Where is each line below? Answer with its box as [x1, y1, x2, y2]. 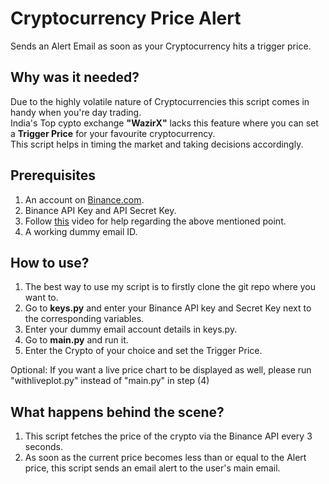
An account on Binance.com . [24, 193, 145, 206]
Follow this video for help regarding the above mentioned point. [24, 215, 287, 227]
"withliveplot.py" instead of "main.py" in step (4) [10, 375, 210, 387]
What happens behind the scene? [10, 403, 225, 421]
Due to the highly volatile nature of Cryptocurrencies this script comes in [10, 95, 310, 107]
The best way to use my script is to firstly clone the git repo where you [24, 281, 317, 293]
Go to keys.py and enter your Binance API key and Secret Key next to [24, 302, 312, 314]
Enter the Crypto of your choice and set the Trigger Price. [24, 345, 263, 357]
